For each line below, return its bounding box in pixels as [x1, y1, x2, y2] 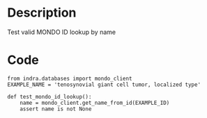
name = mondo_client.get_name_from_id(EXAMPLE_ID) [20, 99, 170, 106]
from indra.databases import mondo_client [7, 75, 132, 82]
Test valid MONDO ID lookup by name [7, 28, 116, 36]
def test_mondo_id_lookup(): [7, 93, 92, 100]
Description [7, 5, 77, 21]
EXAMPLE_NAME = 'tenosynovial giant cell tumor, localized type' [7, 81, 201, 88]
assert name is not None [20, 106, 92, 112]
